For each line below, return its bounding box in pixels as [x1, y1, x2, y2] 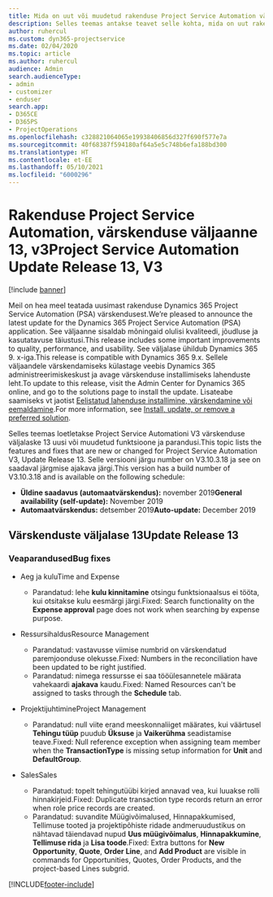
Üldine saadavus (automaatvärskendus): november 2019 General [19, 488, 242, 497]
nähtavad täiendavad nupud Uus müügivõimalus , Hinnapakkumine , [32, 829, 262, 838]
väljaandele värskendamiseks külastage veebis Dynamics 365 [8, 361, 216, 370]
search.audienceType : [8, 72, 82, 81]
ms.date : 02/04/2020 [8, 42, 79, 50]
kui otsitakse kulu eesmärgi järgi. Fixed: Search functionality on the [32, 596, 255, 606]
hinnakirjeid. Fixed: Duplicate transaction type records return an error [32, 794, 262, 804]
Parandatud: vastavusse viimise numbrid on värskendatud [32, 645, 227, 654]
